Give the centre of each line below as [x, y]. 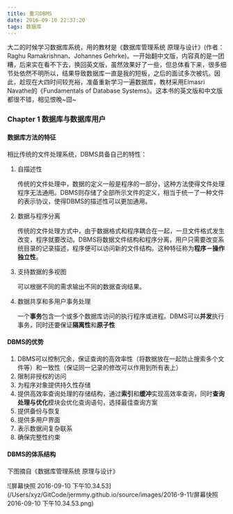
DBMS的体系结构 [32, 454]
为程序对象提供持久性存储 [54, 384]
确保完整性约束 [39, 437]
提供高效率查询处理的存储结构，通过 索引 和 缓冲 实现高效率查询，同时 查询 [121, 394]
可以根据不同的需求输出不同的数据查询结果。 [81, 286]
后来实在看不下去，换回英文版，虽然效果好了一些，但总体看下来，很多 [120, 65]
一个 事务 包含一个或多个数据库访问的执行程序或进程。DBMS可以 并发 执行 [121, 316]
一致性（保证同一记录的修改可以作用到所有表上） [112, 367]
